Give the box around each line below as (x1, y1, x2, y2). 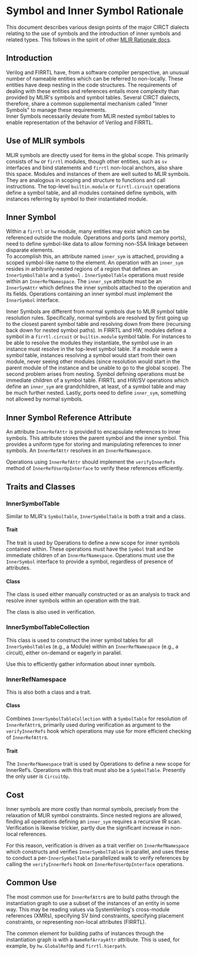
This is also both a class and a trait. (6, 688, 92, 696)
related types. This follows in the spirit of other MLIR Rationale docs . (6, 36, 172, 43)
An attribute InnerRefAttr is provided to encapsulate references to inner (6, 428, 181, 435)
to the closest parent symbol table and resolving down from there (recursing (6, 321, 191, 328)
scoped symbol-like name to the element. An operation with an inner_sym (6, 259, 183, 266)
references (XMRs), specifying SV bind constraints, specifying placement (6, 912, 184, 919)
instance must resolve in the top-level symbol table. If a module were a (6, 345, 178, 352)
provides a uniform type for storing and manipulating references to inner (6, 441, 181, 448)
